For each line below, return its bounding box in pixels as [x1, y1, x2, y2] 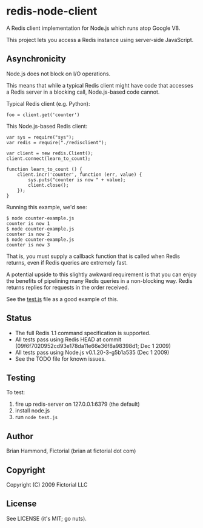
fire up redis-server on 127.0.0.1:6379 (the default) [15, 400, 141, 408]
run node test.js [15, 414, 58, 421]
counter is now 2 [6, 231, 50, 237]
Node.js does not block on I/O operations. [6, 70, 111, 77]
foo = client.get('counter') [6, 111, 80, 118]
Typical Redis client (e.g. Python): [6, 100, 90, 107]
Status [6, 313, 32, 324]
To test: [6, 389, 25, 396]
